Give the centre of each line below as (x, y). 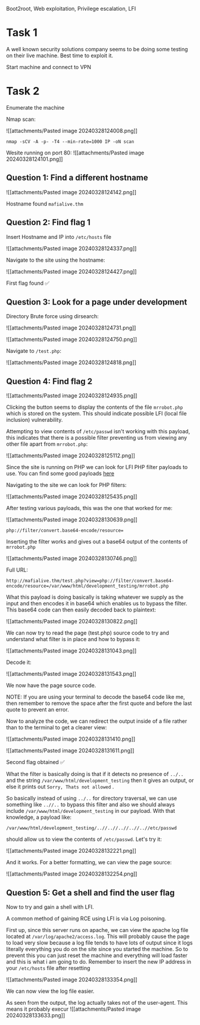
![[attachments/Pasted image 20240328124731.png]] (71, 328)
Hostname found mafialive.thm (45, 204)
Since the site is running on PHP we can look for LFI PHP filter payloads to (97, 467)
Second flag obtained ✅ (35, 762)
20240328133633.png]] (36, 1015)
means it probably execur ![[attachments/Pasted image (74, 1009)
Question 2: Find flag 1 (49, 223)
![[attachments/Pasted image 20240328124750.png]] (72, 340)
